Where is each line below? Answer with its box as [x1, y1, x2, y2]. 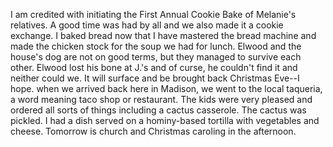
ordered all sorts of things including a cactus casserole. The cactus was [10, 104, 307, 116]
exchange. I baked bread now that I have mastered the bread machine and [10, 30, 317, 41]
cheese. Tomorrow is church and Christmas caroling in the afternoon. [10, 125, 297, 137]
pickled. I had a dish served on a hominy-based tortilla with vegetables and [10, 115, 320, 126]
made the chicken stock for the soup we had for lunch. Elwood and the [10, 40, 302, 52]
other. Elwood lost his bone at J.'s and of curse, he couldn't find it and [10, 62, 298, 73]
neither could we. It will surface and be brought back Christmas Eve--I [10, 72, 300, 84]
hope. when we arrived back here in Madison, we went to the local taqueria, [10, 83, 323, 94]
